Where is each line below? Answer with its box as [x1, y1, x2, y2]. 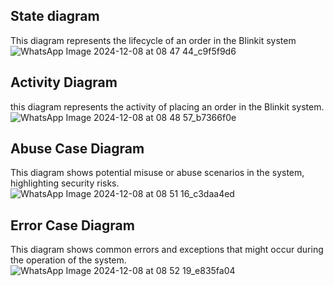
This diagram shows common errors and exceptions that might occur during [10, 244, 324, 256]
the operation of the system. [10, 254, 127, 266]
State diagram [10, 8, 100, 25]
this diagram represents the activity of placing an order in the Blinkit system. [10, 100, 325, 113]
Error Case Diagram [10, 217, 135, 234]
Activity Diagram [10, 74, 118, 91]
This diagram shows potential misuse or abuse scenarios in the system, [10, 167, 305, 179]
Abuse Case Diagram [10, 140, 145, 158]
